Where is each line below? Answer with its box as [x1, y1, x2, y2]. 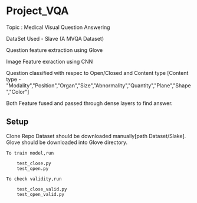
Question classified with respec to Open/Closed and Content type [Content [6, 69, 189, 76]
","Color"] [6, 88, 29, 95]
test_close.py [17, 161, 51, 166]
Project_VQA [6, 4, 69, 18]
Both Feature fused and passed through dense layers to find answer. [6, 99, 173, 107]
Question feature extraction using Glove [6, 46, 103, 54]
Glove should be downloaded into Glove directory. [6, 139, 128, 146]
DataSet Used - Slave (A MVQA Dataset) [6, 35, 104, 42]
